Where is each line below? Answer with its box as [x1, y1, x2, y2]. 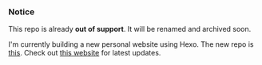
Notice [8, 6, 35, 17]
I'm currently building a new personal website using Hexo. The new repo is [8, 40, 254, 49]
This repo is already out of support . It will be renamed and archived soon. [8, 25, 252, 34]
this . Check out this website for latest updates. [8, 48, 161, 58]
